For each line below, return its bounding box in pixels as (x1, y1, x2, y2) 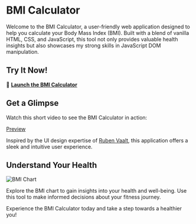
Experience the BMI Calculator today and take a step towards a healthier (6, 205, 182, 212)
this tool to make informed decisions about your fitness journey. (6, 193, 161, 201)
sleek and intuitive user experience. (6, 143, 93, 150)
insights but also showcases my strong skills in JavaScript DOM (6, 42, 161, 49)
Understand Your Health (6, 160, 97, 170)
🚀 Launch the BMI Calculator (6, 81, 78, 88)
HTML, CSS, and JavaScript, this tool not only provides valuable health (6, 35, 178, 43)
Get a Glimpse (6, 98, 59, 108)
